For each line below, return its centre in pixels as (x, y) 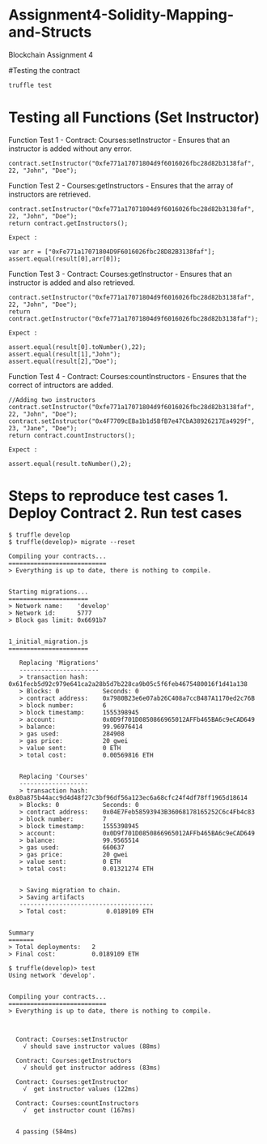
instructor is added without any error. (70, 149)
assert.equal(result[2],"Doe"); (63, 361)
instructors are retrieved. (50, 194)
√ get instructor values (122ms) (81, 1089)
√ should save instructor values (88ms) (92, 1046)
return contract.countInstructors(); (72, 435)
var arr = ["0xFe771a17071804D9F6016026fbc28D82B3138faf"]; (112, 252)
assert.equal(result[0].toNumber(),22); (78, 347)
